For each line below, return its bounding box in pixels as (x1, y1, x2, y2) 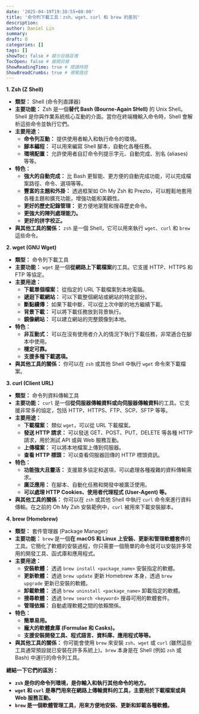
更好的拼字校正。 (23, 217, 66, 224)
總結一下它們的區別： (6, 667, 58, 674)
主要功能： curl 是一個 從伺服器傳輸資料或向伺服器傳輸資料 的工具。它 (14, 399, 185, 406)
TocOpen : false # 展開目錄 (6, 58, 70, 64)
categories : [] (6, 42, 44, 48)
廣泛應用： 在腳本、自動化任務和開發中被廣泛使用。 (23, 481, 150, 488)
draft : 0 (6, 36, 28, 42)
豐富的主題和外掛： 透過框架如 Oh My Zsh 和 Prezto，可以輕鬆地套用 (23, 187, 192, 195)
